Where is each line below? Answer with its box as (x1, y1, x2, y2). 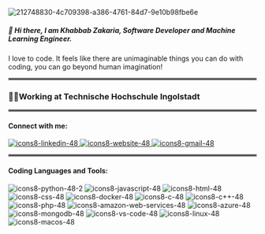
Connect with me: (8, 121, 69, 130)
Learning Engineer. (8, 34, 73, 43)
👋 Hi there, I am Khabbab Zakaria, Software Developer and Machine (8, 25, 236, 35)
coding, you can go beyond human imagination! (8, 61, 163, 71)
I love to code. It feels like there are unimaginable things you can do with (8, 54, 244, 63)
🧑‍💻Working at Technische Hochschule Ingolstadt (8, 91, 200, 102)
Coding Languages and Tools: (8, 166, 108, 176)
